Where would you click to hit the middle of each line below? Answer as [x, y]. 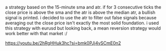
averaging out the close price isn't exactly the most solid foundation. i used [82, 23]
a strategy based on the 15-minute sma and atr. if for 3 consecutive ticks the [83, 7]
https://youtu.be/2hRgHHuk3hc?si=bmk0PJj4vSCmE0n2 [63, 43]
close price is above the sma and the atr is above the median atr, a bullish [80, 12]
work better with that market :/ [36, 33]
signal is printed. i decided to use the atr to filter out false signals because [81, 18]
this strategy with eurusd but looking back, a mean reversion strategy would [83, 28]
